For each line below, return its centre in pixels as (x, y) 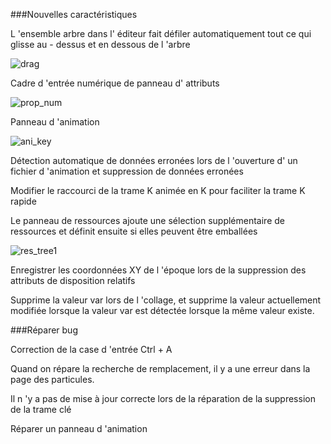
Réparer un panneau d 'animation (79, 428)
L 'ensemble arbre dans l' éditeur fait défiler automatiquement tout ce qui (161, 33)
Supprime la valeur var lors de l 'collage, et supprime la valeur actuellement (166, 300)
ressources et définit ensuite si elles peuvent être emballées (134, 231)
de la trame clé (41, 409)
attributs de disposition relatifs (73, 280)
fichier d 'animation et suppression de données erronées (127, 171)
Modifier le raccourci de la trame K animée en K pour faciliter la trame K (158, 190)
